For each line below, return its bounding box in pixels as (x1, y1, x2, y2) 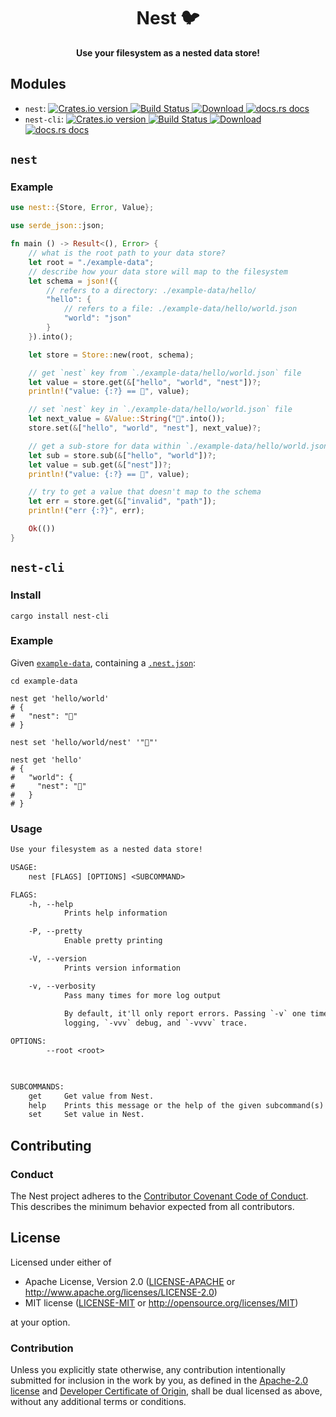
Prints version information (63, 963, 182, 973)
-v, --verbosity (28, 981, 97, 991)
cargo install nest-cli (10, 611, 110, 621)
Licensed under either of (10, 1256, 112, 1268)
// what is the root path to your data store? (28, 248, 226, 259)
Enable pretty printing (63, 936, 163, 946)
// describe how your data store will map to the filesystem (28, 266, 288, 277)
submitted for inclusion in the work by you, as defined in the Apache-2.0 (10, 1375, 308, 1387)
